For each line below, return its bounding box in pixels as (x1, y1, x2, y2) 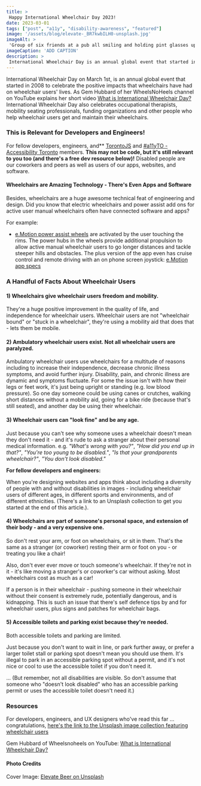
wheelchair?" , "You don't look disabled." (6, 455, 106, 462)
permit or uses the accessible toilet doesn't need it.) (6, 687, 135, 694)
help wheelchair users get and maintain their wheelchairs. (6, 113, 149, 120)
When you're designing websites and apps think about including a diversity (6, 478, 191, 485)
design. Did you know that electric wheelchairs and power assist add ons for (6, 201, 195, 208)
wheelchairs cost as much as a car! (6, 574, 94, 581)
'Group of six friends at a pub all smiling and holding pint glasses (8, 43, 188, 49)
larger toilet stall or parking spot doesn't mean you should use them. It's (6, 649, 184, 657)
